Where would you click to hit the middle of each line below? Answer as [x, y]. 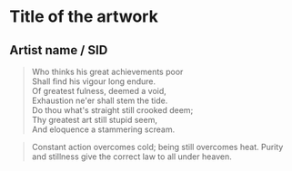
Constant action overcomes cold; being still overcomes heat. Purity [157, 147]
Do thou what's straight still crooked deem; [112, 110]
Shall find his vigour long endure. [94, 81]
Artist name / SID [59, 50]
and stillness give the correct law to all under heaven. [131, 157]
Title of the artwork [84, 17]
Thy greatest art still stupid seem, [94, 120]
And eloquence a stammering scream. [103, 129]
